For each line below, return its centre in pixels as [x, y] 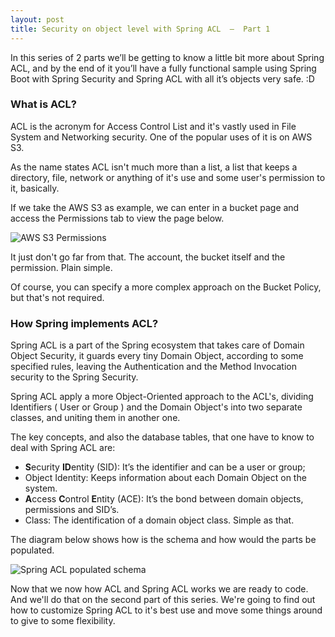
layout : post [37, 19]
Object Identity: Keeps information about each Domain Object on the [165, 478]
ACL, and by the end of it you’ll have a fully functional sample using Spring [163, 68]
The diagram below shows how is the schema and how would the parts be [163, 540]
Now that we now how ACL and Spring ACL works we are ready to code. [159, 589]
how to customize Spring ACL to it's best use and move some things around [166, 610]
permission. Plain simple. [61, 267]
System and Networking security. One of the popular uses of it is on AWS [161, 137]
